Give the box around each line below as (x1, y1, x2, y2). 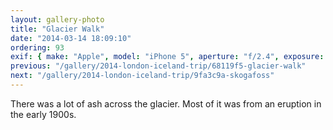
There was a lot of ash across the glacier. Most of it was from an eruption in (10, 97, 322, 110)
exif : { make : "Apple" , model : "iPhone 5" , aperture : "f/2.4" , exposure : (10, 52, 325, 62)
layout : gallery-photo (10, 14, 105, 25)
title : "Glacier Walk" (10, 24, 105, 34)
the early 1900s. (10, 108, 77, 120)
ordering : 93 (10, 42, 65, 53)
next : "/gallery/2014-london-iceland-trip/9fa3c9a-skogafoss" (10, 71, 275, 81)
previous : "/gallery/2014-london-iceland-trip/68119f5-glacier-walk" (10, 61, 307, 71)
